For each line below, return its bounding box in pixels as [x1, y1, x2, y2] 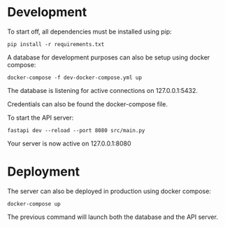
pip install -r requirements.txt [7, 41, 105, 48]
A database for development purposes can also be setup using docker [7, 53, 210, 62]
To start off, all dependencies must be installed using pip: [7, 27, 173, 36]
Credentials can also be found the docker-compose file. [7, 99, 168, 108]
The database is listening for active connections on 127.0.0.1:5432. [7, 86, 198, 94]
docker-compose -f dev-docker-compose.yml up [7, 74, 142, 81]
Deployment [7, 164, 80, 180]
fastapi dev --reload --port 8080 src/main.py [7, 127, 145, 134]
